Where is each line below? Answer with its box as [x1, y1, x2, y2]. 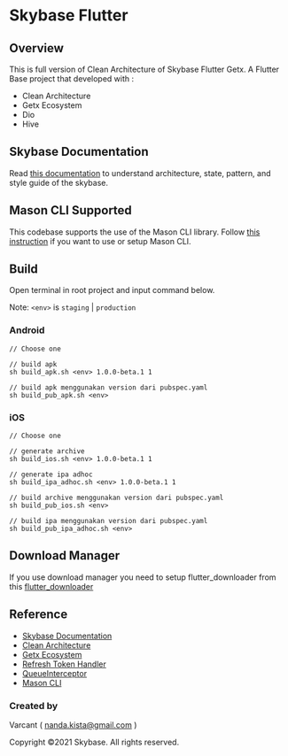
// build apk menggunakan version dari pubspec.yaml [9, 382, 208, 392]
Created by [9, 699, 58, 712]
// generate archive [9, 447, 86, 456]
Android [9, 324, 45, 336]
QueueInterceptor [21, 667, 87, 678]
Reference [9, 607, 68, 622]
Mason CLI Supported [9, 203, 133, 218]
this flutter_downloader [9, 581, 94, 591]
